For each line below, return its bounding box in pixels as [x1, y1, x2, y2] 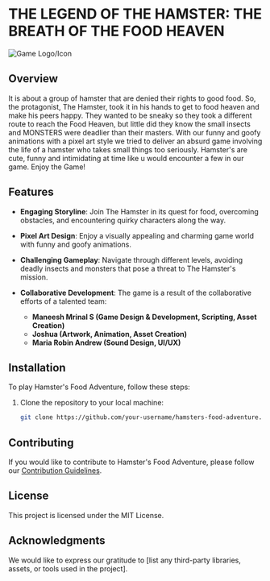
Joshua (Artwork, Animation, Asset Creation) [31, 329, 188, 338]
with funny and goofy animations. [19, 239, 131, 249]
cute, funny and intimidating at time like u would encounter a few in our [8, 153, 244, 163]
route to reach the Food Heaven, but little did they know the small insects [8, 118, 251, 129]
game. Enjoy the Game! [8, 162, 86, 172]
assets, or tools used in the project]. [8, 563, 128, 573]
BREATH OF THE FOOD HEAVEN [8, 22, 225, 40]
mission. [19, 272, 48, 282]
